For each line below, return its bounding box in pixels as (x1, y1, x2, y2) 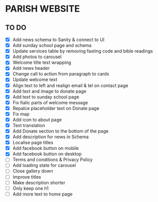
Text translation (12, 122, 46, 128)
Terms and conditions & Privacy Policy (12, 156, 93, 163)
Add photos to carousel (12, 54, 62, 60)
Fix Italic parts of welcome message (12, 99, 88, 105)
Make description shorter (12, 179, 66, 185)
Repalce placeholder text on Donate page (12, 105, 100, 111)
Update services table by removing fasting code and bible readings (12, 48, 153, 54)
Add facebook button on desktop (12, 151, 82, 157)
